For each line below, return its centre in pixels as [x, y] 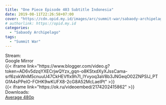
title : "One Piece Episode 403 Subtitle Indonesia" [59, 10]
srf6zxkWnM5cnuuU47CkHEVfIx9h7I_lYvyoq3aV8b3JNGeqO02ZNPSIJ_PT [82, 76]
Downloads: [17, 92]
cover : [12, 19]
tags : [11, 37]
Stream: [13, 55]
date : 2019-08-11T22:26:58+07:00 [40, 14]
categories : [17, 28]
